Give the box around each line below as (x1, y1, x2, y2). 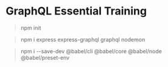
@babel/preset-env (20, 54, 70, 61)
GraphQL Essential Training (5, 4, 147, 18)
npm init (20, 24, 41, 31)
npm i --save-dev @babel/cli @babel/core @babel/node (20, 47, 162, 55)
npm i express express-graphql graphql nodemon (20, 36, 145, 43)
